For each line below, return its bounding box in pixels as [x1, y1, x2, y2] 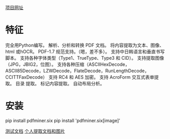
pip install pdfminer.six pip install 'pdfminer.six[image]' [5, 117, 120, 124]
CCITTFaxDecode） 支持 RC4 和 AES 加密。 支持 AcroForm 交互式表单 [5, 74, 155, 80]
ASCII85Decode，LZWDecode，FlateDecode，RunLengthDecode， [5, 67, 150, 74]
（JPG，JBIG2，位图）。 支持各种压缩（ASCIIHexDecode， [5, 61, 130, 67]
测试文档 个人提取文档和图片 [5, 128, 65, 134]
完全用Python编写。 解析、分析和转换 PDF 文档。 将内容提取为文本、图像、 [5, 42, 164, 48]
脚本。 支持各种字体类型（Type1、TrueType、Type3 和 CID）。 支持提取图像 [5, 55, 164, 61]
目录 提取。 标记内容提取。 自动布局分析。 [15, 80, 105, 86]
